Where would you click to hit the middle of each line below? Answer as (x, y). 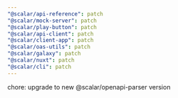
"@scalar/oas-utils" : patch (49, 47)
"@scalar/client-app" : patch (51, 40)
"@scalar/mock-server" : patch (52, 21)
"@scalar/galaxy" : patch (44, 54)
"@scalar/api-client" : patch (51, 34)
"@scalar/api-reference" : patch (55, 14)
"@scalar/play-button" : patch (52, 27)
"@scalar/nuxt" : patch (41, 60)
